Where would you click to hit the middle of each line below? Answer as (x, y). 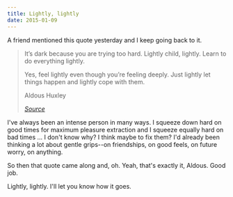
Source (34, 109)
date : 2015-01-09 (32, 20)
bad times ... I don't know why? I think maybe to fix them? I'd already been (114, 137)
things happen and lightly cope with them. (85, 81)
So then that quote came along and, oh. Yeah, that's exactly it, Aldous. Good (116, 165)
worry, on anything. (35, 152)
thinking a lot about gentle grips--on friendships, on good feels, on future (112, 144)
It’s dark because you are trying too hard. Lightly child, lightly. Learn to (125, 54)
